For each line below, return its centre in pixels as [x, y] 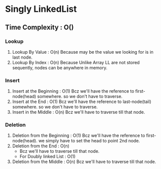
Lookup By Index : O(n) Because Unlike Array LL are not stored [76, 62]
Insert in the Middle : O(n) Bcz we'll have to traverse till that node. [79, 112]
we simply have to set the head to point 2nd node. [89, 141]
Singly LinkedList [41, 9]
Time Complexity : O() [39, 27]
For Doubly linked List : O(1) [48, 157]
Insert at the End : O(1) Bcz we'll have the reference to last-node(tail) [82, 101]
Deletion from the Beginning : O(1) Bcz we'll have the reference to [79, 135]
